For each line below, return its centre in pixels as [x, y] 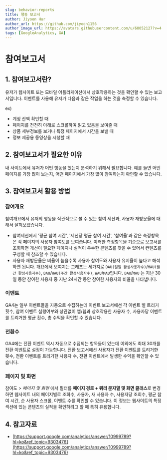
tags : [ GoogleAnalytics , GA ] [35, 33]
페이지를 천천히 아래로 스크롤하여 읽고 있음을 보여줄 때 [65, 125]
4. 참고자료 [21, 424]
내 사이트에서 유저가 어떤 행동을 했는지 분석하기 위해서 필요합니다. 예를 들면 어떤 [83, 167]
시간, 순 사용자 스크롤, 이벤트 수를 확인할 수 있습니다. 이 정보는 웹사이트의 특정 [86, 401]
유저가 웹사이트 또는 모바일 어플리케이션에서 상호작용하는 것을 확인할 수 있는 [79, 92]
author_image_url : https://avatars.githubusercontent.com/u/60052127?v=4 [83, 28]
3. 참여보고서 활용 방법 [38, 191]
